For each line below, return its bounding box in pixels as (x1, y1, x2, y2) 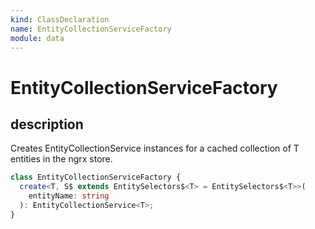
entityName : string (28, 191, 110, 201)
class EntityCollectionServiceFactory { (10, 172, 182, 183)
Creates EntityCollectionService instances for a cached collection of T (10, 142, 300, 155)
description (10, 116, 84, 133)
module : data (10, 33, 65, 43)
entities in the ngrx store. (10, 153, 113, 165)
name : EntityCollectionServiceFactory (10, 24, 172, 34)
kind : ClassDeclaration (10, 14, 110, 25)
